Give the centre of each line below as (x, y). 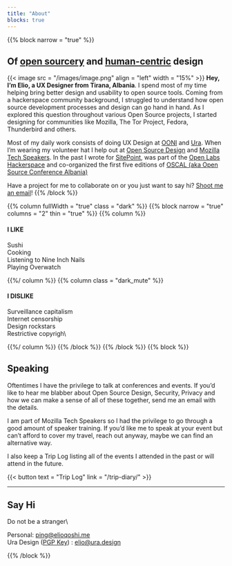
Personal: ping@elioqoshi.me (49, 535)
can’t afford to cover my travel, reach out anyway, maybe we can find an (110, 435)
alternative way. (30, 442)
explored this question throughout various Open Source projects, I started (112, 115)
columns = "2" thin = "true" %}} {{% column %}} (77, 214)
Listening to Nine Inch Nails (46, 259)
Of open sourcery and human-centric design (105, 61)
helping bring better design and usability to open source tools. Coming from (115, 93)
